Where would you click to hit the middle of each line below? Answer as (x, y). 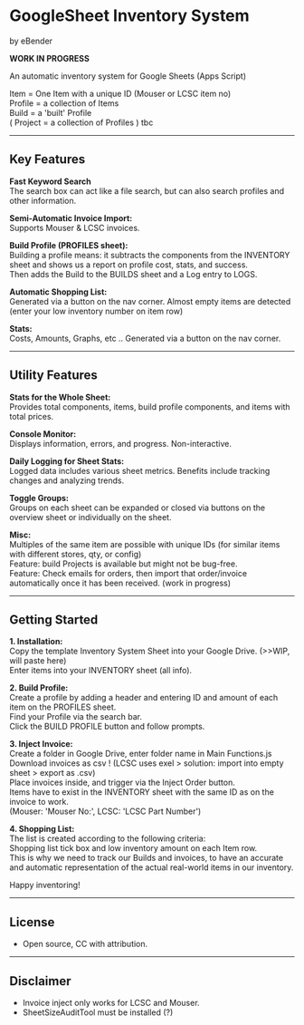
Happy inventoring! (45, 885)
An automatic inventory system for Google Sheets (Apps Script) (128, 76)
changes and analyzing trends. (67, 480)
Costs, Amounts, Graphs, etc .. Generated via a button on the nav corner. (145, 338)
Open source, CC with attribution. (85, 944)
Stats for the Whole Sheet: (60, 397)
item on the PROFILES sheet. (63, 707)
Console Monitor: (43, 434)
